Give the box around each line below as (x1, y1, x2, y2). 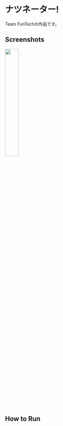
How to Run (5, 415, 41, 423)
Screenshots (5, 36, 45, 44)
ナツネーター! (5, 4, 59, 15)
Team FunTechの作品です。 (5, 21, 60, 27)
